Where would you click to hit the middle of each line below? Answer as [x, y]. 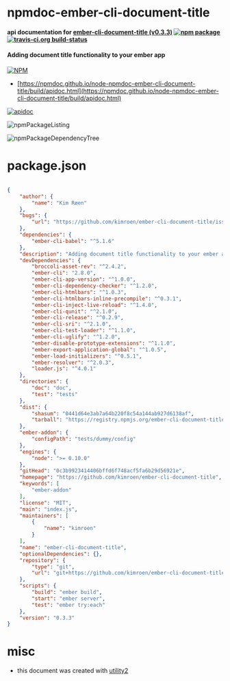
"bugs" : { [34, 216]
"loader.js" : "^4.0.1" [64, 369]
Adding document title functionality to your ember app [86, 55]
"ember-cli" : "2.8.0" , [64, 273]
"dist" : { [34, 407]
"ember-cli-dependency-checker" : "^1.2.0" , [94, 286]
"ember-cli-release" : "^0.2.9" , [78, 318]
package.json [47, 166]
